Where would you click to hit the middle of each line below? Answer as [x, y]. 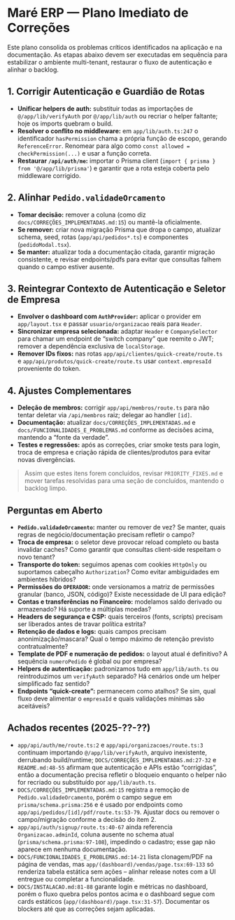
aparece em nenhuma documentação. [72, 849]
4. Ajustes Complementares [69, 391]
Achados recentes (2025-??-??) [79, 728]
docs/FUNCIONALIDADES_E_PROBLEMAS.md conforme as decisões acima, [115, 430]
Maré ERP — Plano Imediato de [98, 13]
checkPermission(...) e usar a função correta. [84, 153]
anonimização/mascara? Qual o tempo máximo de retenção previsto [116, 639]
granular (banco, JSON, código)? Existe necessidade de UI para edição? [121, 594]
